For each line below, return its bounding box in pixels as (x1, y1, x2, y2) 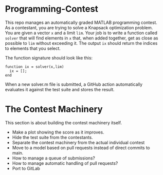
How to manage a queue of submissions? (12, 155, 95, 161)
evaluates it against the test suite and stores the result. (5, 86, 115, 92)
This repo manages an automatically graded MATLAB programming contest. (5, 19, 157, 25)
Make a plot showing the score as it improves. (12, 129, 105, 135)
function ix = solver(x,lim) (5, 64, 64, 69)
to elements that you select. (5, 45, 61, 51)
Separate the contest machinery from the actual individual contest (12, 139, 145, 145)
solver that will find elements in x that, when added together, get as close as (5, 35, 158, 41)
